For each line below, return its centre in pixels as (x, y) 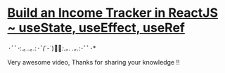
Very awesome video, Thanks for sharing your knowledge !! (94, 62)
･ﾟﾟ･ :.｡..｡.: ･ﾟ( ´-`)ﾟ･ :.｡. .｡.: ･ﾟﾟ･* (52, 48)
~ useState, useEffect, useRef (96, 28)
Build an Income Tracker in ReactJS (113, 13)
